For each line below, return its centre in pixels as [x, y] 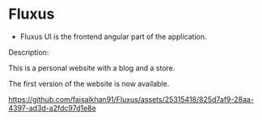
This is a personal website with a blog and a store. [92, 68]
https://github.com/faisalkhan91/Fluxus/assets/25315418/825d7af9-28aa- [131, 99]
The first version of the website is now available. [89, 84]
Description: [29, 52]
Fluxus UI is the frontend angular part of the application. [114, 36]
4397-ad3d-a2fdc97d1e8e [53, 108]
